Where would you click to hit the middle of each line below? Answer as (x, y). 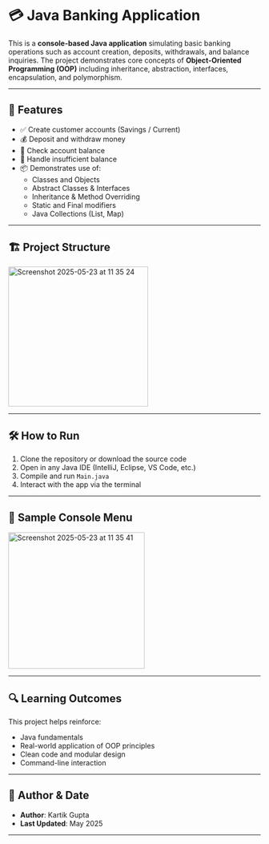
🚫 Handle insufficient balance (68, 159)
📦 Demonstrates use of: (60, 168)
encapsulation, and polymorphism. (65, 77)
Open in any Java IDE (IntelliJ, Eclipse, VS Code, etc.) (108, 468)
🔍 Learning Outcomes (65, 698)
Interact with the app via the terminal (80, 485)
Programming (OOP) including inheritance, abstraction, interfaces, (118, 68)
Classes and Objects (66, 179)
